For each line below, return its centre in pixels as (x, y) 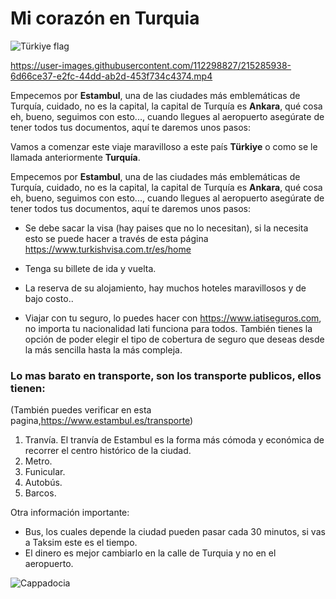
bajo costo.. (49, 298)
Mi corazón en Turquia (105, 18)
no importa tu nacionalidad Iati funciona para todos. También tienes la (168, 328)
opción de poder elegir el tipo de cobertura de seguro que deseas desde (174, 339)
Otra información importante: (70, 513)
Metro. (38, 461)
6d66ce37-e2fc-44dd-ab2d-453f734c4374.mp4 (111, 76)
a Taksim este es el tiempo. (81, 543)
